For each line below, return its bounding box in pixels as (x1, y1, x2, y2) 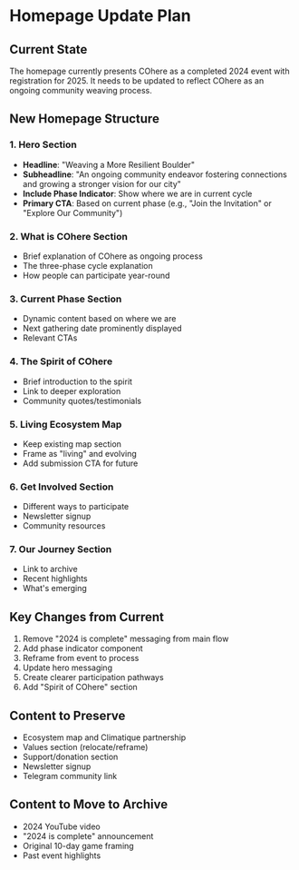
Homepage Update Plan (9, 5, 192, 26)
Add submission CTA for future (22, 458, 139, 469)
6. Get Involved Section (9, 480, 114, 493)
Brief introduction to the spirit (22, 376, 133, 387)
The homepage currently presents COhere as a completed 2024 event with (9, 65, 290, 76)
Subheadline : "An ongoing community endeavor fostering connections (22, 169, 287, 180)
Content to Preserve (9, 707, 126, 723)
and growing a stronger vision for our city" (22, 178, 181, 189)
